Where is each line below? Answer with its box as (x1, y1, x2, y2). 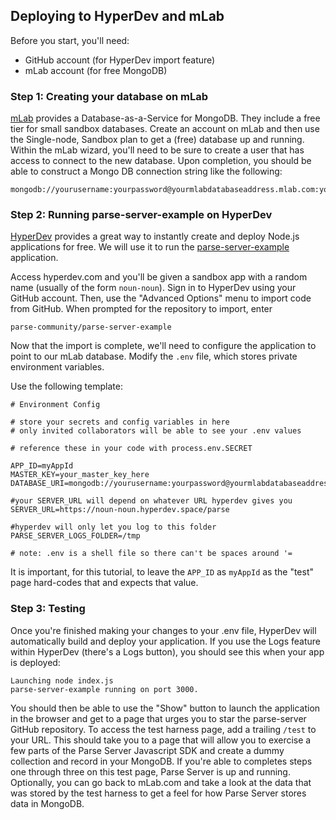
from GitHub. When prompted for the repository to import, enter (10, 303, 273, 315)
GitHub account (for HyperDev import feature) (24, 54, 216, 66)
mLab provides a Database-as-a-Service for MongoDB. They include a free (10, 112, 321, 124)
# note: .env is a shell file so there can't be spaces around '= (10, 549, 293, 559)
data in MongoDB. (10, 797, 85, 809)
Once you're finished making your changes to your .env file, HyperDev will (10, 624, 317, 636)
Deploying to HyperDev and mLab (10, 8, 225, 25)
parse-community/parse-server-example (10, 322, 172, 333)
